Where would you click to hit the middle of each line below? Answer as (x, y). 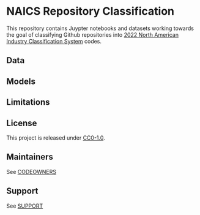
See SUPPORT (25, 206)
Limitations (28, 102)
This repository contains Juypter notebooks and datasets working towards (100, 28)
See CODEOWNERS (31, 172)
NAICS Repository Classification (91, 11)
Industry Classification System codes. (54, 41)
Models (21, 81)
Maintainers (30, 157)
